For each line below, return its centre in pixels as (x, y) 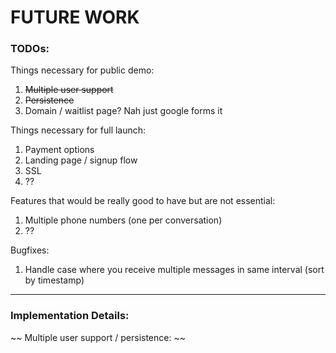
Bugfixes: (30, 250)
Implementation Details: (70, 316)
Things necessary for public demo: (82, 70)
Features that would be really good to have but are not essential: (143, 201)
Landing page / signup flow (81, 160)
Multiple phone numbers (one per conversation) (123, 220)
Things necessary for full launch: (78, 130)
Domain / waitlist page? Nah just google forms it (123, 111)
